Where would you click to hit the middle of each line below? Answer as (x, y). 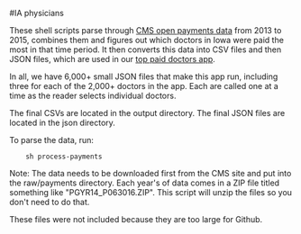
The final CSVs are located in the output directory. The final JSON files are (147, 113)
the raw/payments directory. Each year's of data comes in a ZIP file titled (145, 183)
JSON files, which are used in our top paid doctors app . (113, 59)
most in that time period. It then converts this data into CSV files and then (146, 49)
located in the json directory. (62, 122)
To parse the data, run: (52, 140)
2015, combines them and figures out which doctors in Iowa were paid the (146, 40)
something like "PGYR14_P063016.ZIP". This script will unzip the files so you (151, 192)
